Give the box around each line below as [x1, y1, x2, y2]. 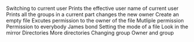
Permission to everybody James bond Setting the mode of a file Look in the [6, 23, 189, 30]
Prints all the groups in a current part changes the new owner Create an [6, 11, 179, 18]
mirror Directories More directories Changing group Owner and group [6, 29, 174, 36]
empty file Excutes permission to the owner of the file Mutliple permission [6, 17, 184, 24]
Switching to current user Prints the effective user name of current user [6, 5, 179, 12]
